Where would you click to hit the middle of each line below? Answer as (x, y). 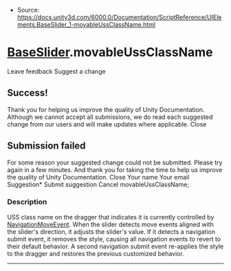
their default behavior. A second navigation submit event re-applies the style (115, 246)
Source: (28, 10)
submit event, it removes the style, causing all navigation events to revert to (114, 239)
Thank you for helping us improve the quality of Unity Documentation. (106, 109)
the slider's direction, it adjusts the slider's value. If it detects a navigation (111, 231)
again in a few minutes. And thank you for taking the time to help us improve (115, 170)
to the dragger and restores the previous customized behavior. (96, 253)
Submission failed (46, 146)
